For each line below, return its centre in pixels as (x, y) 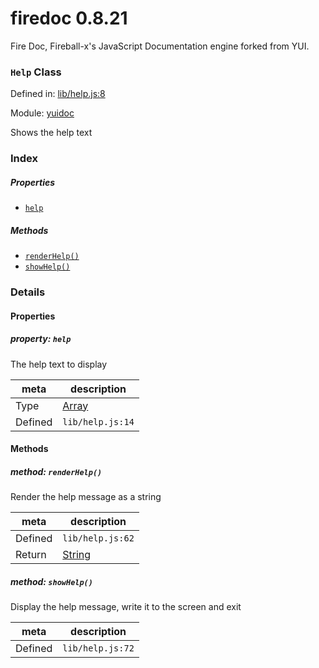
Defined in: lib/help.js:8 (58, 94)
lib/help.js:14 (98, 421)
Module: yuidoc (42, 113)
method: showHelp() (51, 581)
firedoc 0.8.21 (69, 18)
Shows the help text (51, 133)
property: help (41, 339)
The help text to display (59, 364)
